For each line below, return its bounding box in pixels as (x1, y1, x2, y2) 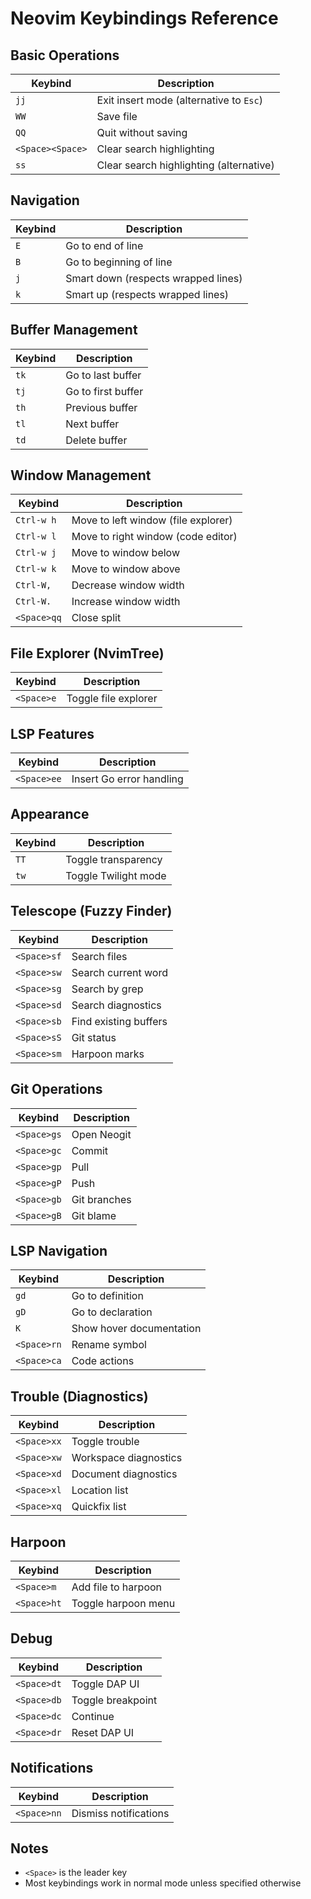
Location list (71, 1483, 129, 1497)
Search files (71, 949, 128, 963)
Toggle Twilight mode (65, 868, 167, 882)
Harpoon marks (71, 1047, 145, 1061)
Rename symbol (71, 1338, 147, 1352)
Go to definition (71, 1289, 144, 1303)
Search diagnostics (71, 998, 162, 1012)
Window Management (10, 467, 152, 484)
